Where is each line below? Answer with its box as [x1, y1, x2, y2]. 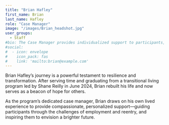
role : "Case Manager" [5, 21, 51, 27]
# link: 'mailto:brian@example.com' [5, 59, 89, 64]
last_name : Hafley [5, 17, 44, 22]
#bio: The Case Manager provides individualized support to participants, [5, 40, 165, 45]
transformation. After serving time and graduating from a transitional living [5, 78, 159, 84]
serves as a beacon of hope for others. [5, 88, 86, 94]
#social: [5, 45, 24, 50]
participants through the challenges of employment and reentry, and [5, 109, 147, 115]
